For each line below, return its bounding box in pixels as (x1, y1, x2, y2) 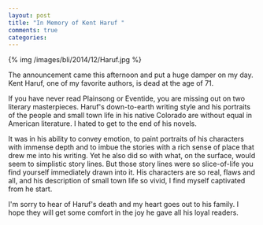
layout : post (8, 11, 51, 20)
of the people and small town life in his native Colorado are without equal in (8, 111, 253, 120)
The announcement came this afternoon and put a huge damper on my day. (8, 70, 254, 79)
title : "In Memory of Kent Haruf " (8, 19, 125, 27)
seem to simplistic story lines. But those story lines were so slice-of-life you (8, 159, 254, 169)
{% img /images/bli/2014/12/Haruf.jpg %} (8, 55, 142, 65)
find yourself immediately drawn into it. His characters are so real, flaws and (8, 168, 256, 177)
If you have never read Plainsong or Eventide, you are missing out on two (8, 94, 246, 103)
